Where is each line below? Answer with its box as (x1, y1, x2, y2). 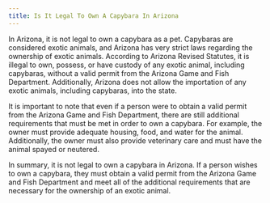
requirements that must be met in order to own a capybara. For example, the (8, 118, 263, 128)
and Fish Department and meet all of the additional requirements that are (8, 177, 251, 187)
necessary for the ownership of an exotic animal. (8, 185, 171, 195)
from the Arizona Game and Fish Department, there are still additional (8, 110, 240, 120)
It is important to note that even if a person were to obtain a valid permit (8, 101, 247, 111)
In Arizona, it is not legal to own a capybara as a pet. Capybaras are (8, 34, 234, 44)
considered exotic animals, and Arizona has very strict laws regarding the (8, 42, 253, 53)
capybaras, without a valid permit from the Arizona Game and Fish (8, 68, 230, 78)
